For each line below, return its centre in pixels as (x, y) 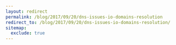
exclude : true (28, 33)
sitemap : (16, 28)
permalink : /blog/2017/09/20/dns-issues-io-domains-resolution (84, 17)
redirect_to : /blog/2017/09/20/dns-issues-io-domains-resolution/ (88, 22)
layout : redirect (27, 11)
